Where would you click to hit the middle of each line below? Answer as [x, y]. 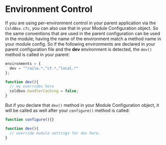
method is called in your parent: [38, 54]
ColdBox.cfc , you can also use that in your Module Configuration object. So [82, 28]
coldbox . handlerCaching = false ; [44, 91]
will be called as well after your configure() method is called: [67, 111]
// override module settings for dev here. [55, 133]
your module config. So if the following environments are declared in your [80, 44]
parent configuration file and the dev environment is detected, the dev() [79, 49]
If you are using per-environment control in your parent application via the [81, 23]
